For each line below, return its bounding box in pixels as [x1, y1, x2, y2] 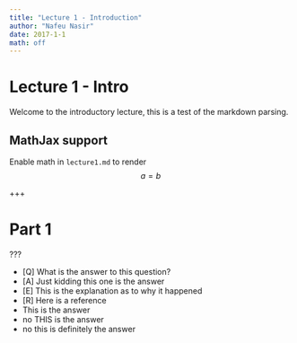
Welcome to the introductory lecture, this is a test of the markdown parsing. [9, 107, 289, 118]
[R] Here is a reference [22, 295, 107, 305]
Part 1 [9, 219, 52, 240]
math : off [9, 38, 47, 48]
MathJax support [9, 132, 109, 148]
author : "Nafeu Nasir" [9, 22, 94, 31]
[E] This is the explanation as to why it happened [22, 285, 203, 296]
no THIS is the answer [22, 313, 105, 324]
